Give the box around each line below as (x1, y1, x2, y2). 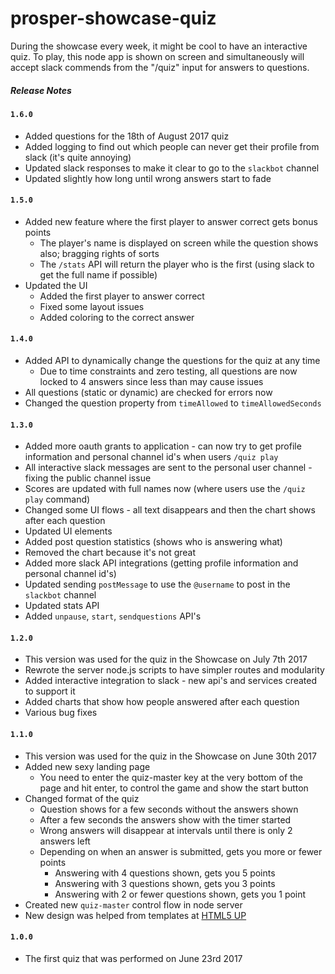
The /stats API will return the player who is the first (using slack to (39, 258, 315, 270)
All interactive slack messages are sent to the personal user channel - (24, 462, 313, 474)
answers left (39, 835, 91, 847)
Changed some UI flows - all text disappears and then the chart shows (24, 504, 316, 516)
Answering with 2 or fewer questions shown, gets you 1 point (54, 888, 307, 900)
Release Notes (10, 84, 72, 96)
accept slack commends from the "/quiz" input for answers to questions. (10, 61, 310, 73)
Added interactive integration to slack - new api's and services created (24, 675, 318, 687)
